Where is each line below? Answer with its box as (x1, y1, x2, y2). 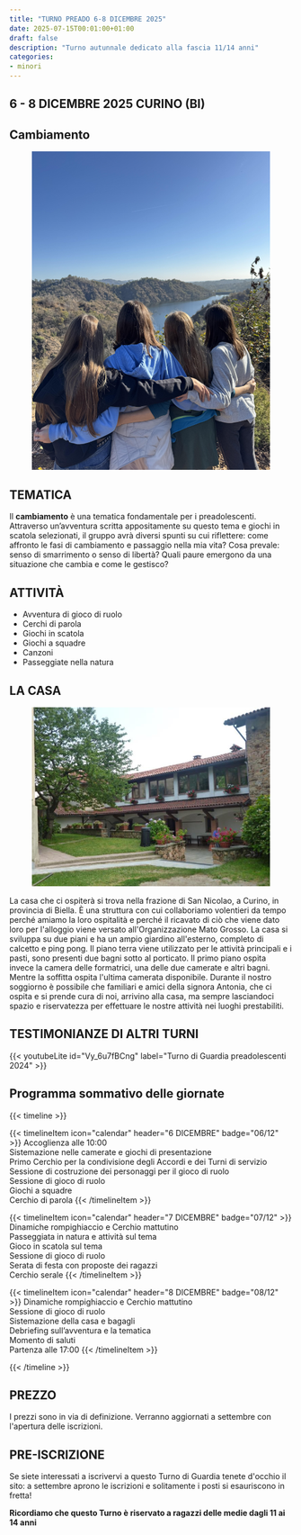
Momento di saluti (9, 1334, 76, 1345)
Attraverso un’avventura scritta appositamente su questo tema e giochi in (9, 520, 280, 531)
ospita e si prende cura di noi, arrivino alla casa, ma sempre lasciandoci (9, 990, 274, 1001)
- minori (9, 62, 42, 71)
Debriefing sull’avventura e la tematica (9, 1324, 151, 1336)
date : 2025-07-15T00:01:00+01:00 (9, 23, 135, 33)
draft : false (9, 33, 58, 42)
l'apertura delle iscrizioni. (9, 1421, 103, 1431)
